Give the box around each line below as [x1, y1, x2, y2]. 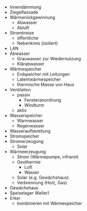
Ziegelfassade [9, 9, 38, 15]
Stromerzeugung [9, 139, 44, 144]
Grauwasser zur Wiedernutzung [17, 56, 81, 61]
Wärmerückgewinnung [9, 15, 55, 20]
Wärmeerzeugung [9, 149, 46, 155]
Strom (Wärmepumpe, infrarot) [17, 154, 79, 159]
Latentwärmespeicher [17, 76, 61, 82]
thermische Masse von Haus [17, 82, 74, 87]
